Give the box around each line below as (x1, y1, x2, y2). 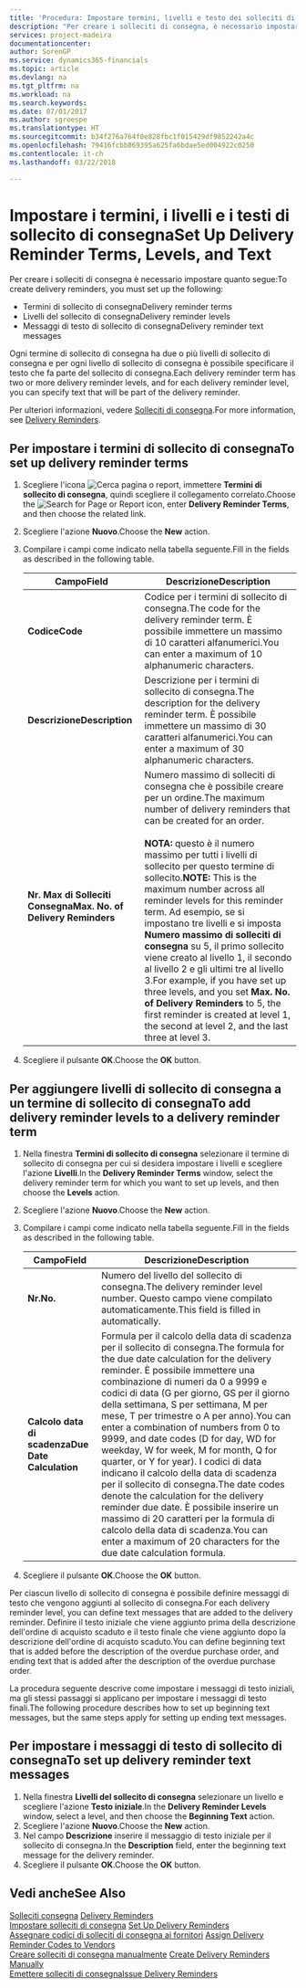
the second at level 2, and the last (144, 1020, 289, 1033)
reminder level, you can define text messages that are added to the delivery (9, 1607, 293, 1618)
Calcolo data (26, 1415, 84, 1428)
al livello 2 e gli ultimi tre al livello (144, 962, 284, 975)
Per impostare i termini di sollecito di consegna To (9, 440, 295, 457)
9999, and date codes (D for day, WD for (101, 1433, 277, 1446)
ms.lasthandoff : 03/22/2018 (9, 157, 117, 167)
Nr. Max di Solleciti (26, 889, 112, 901)
